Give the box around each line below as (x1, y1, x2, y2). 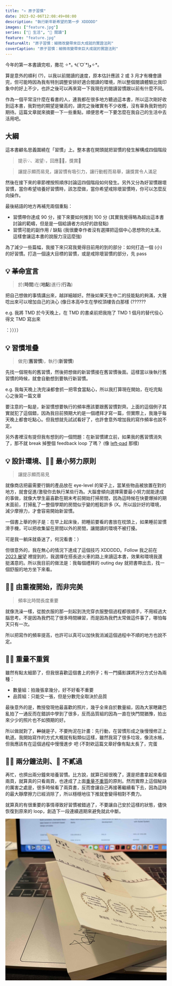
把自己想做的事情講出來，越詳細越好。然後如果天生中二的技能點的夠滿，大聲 (5, 293, 167, 299)
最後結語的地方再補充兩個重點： (5, 203, 73, 209)
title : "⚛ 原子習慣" (5, 8, 46, 13)
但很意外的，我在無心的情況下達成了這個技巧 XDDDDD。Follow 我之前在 (5, 547, 158, 553)
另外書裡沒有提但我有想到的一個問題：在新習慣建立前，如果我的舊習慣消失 (5, 434, 162, 440)
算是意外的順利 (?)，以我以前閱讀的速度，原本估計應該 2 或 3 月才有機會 (5, 72, 158, 79)
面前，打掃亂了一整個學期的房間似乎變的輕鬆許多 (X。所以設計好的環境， (9, 501, 164, 508)
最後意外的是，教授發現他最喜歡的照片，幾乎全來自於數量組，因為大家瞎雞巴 (5, 704, 167, 710)
